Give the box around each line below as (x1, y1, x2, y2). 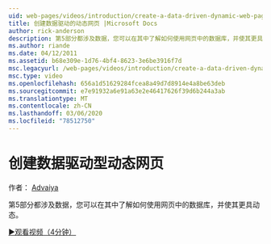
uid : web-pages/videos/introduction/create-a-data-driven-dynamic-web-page (8, 11, 269, 20)
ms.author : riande (8, 42, 70, 50)
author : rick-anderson (8, 27, 85, 35)
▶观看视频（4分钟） (8, 227, 77, 237)
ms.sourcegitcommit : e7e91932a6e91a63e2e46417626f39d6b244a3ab (8, 86, 226, 95)
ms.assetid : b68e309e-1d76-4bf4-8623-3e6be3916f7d (8, 57, 182, 65)
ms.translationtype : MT (8, 95, 89, 103)
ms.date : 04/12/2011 (8, 49, 78, 57)
